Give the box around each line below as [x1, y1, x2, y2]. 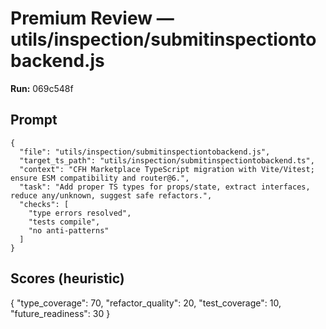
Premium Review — [10, 7, 175, 30]
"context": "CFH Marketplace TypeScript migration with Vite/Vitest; [19, 164, 315, 174]
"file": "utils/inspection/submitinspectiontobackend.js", [19, 147, 271, 157]
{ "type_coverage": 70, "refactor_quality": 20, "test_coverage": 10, [10, 297, 282, 309]
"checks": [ [19, 199, 70, 209]
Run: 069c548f [10, 82, 74, 94]
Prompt [10, 112, 58, 129]
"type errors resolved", [28, 208, 132, 218]
